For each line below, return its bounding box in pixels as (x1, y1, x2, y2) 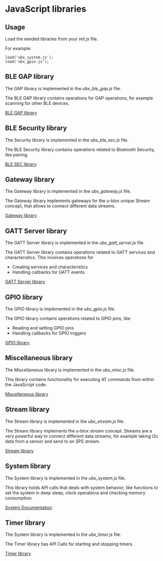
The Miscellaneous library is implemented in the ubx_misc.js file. (5, 367, 135, 373)
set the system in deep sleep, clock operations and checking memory (5, 489, 146, 496)
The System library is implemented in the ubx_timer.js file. (5, 532, 121, 537)
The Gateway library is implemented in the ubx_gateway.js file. (5, 188, 131, 194)
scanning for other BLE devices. (5, 100, 70, 106)
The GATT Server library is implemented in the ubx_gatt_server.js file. (5, 240, 145, 246)
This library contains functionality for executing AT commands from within (5, 376, 154, 382)
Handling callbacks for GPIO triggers (12, 330, 87, 336)
